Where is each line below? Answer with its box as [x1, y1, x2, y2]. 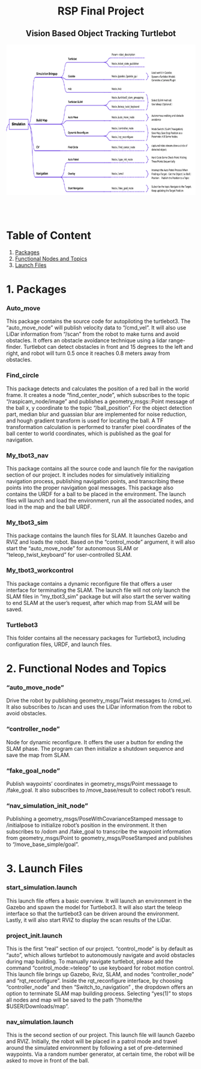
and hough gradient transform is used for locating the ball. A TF [6, 417, 164, 424]
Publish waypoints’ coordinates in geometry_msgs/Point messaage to [6, 780, 178, 787]
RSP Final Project [57, 4, 145, 18]
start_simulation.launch [6, 883, 77, 892]
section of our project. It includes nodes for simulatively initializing [6, 471, 170, 478]
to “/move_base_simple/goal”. [6, 841, 79, 848]
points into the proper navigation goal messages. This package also [6, 484, 174, 492]
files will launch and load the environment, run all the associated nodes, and [6, 497, 194, 504]
